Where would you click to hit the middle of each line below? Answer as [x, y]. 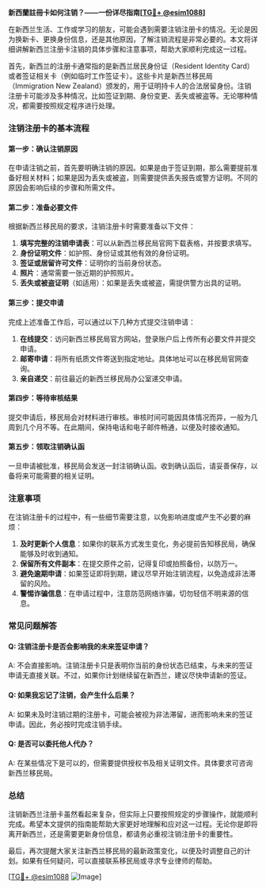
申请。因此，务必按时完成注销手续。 [67, 724]
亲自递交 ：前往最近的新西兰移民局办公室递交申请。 [103, 378]
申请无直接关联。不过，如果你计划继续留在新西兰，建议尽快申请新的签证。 [129, 675]
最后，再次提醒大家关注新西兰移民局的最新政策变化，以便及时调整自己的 [126, 851]
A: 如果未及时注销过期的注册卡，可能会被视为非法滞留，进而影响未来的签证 [131, 714]
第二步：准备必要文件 [43, 207]
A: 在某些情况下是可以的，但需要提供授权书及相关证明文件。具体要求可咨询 [131, 763]
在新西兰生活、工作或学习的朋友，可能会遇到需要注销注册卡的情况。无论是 [129, 29]
